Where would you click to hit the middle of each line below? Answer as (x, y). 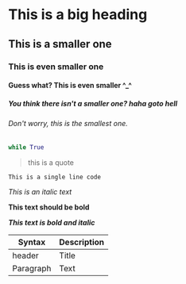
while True (26, 147)
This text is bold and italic (52, 222)
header (26, 255)
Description (82, 242)
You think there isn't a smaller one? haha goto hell (93, 103)
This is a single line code (55, 177)
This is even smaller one (56, 67)
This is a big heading (78, 15)
